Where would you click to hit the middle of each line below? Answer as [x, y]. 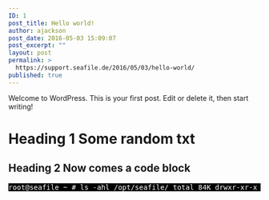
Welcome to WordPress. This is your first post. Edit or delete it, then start [128, 98]
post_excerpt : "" [37, 46]
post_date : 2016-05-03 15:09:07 [62, 38]
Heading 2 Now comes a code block [99, 168]
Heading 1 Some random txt [102, 139]
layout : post [30, 53]
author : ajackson [37, 30]
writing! [21, 106]
